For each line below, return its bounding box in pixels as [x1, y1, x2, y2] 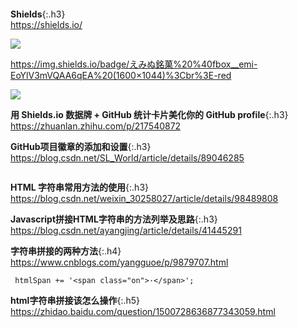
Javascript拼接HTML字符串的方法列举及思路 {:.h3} [10, 213, 218, 225]
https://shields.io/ [10, 19, 83, 30]
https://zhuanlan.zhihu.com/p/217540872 [10, 120, 182, 132]
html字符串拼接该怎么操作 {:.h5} [10, 295, 141, 306]
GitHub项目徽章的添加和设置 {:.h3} [10, 141, 152, 152]
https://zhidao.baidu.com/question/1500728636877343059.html [10, 306, 276, 317]
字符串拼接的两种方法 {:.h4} [10, 245, 122, 257]
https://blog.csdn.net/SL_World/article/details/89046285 [10, 152, 245, 164]
